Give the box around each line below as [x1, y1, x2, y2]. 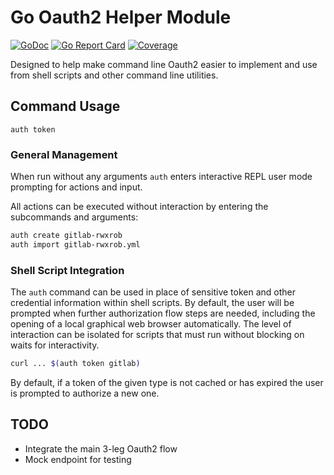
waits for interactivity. [10, 339, 100, 351]
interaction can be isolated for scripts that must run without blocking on [10, 329, 305, 341]
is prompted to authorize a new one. [10, 387, 160, 399]
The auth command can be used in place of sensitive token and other [10, 286, 296, 298]
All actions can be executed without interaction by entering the [10, 201, 269, 213]
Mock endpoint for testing [24, 453, 132, 465]
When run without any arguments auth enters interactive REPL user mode [10, 171, 313, 183]
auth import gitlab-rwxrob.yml [10, 239, 141, 250]
